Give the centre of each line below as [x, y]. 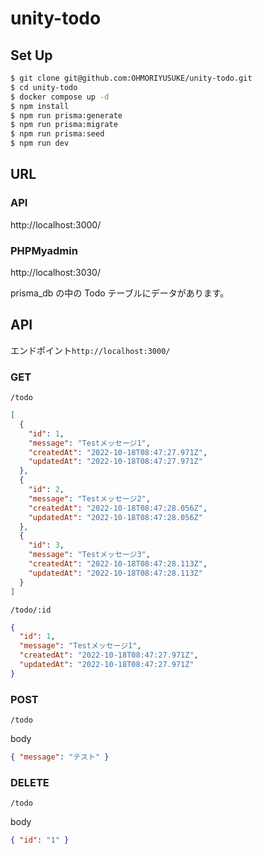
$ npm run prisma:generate [66, 115]
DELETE [30, 782]
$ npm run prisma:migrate [64, 125]
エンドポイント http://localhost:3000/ [90, 350]
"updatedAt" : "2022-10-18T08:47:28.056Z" [115, 517]
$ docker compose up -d [60, 97]
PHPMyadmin [44, 250]
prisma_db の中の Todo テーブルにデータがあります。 [120, 293]
